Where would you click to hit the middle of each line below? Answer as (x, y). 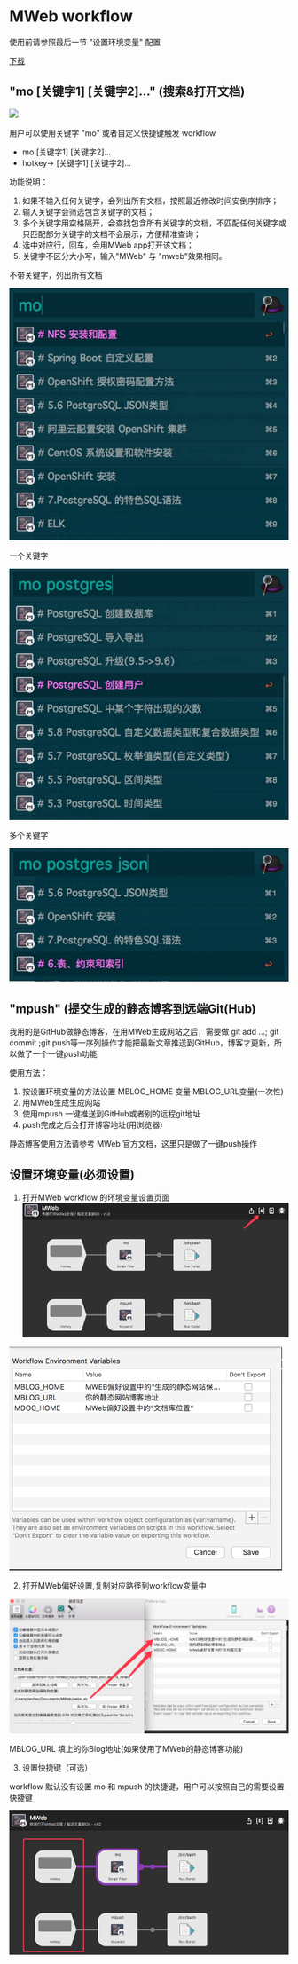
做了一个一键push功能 (57, 1054)
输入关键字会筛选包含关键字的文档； (88, 211)
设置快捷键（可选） (57, 1767)
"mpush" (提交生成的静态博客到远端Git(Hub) (133, 1009)
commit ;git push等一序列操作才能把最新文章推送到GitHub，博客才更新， (142, 1043)
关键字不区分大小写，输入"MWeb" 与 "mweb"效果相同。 (125, 256)
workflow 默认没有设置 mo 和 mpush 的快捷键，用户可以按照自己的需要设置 (147, 1787)
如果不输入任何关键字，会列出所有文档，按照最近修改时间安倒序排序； (150, 201)
